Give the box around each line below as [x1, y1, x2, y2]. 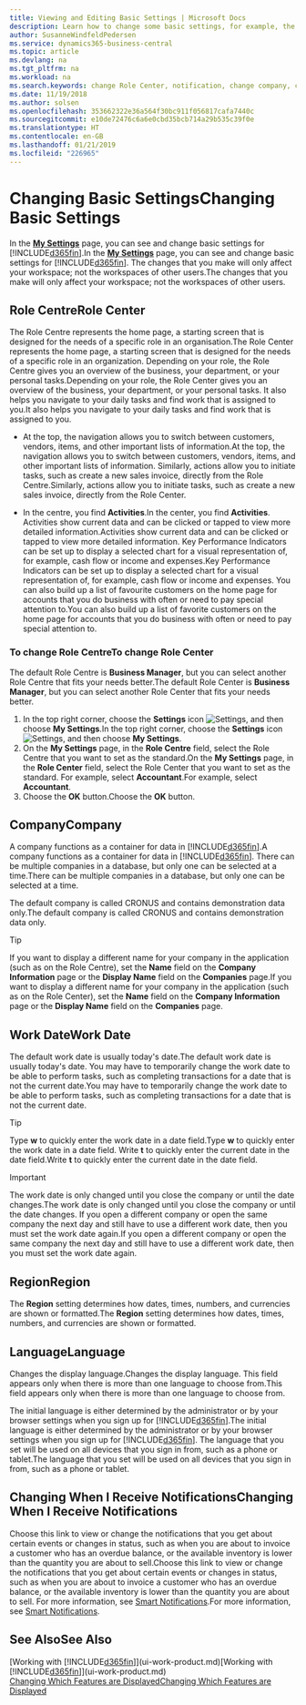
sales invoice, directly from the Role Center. [22, 489, 187, 501]
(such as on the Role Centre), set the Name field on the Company [9, 962, 257, 973]
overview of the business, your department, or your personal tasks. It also [9, 384, 287, 396]
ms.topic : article [9, 47, 79, 56]
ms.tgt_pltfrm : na [9, 65, 79, 74]
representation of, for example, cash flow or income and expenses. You [22, 575, 291, 586]
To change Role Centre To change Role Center [9, 646, 214, 659]
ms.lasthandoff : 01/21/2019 [9, 140, 117, 149]
